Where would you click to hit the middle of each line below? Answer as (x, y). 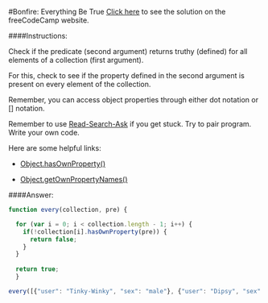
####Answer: (31, 195)
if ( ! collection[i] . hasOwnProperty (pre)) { (95, 232)
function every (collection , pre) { (68, 210)
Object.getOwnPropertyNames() (74, 179)
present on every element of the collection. (80, 84)
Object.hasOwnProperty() (63, 164)
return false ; (54, 239)
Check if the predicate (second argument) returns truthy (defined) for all (128, 51)
